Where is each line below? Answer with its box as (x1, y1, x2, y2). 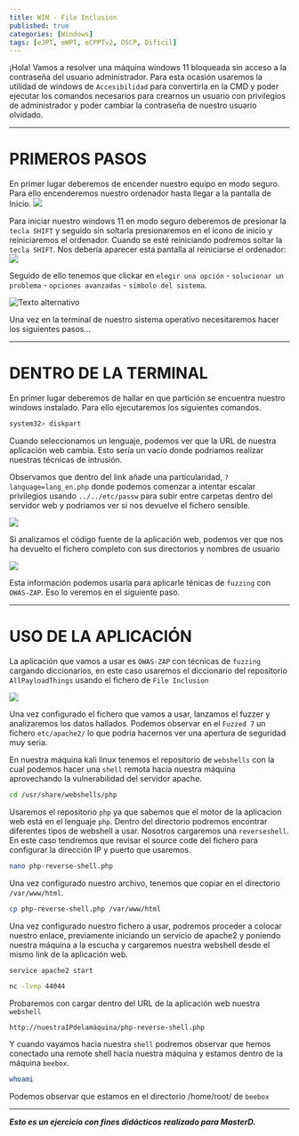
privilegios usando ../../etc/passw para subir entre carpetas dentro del (9, 491, 273, 501)
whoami (9, 1075, 34, 1084)
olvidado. (9, 110, 44, 120)
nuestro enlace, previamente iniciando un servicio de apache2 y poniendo (9, 929, 281, 940)
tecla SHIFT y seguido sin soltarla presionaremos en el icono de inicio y (9, 225, 273, 236)
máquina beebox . (9, 1058, 69, 1068)
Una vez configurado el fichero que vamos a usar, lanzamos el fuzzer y (9, 709, 271, 719)
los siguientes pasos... (9, 324, 92, 335)
